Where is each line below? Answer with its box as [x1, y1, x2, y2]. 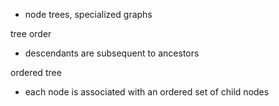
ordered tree [10, 67, 62, 78]
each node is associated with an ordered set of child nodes [24, 86, 270, 98]
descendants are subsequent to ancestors [24, 47, 200, 59]
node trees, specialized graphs [24, 9, 153, 20]
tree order [10, 28, 52, 39]
